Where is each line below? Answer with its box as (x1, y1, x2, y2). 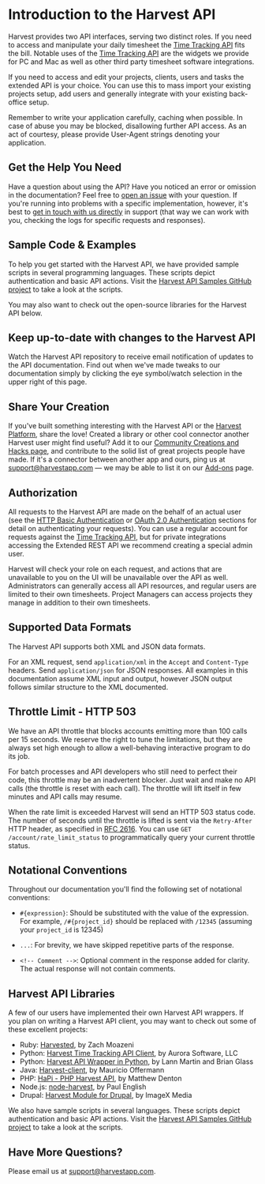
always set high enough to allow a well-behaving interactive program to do (8, 743, 251, 752)
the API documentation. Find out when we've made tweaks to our (8, 360, 221, 370)
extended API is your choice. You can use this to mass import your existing (8, 81, 251, 90)
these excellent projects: (8, 1025, 88, 1035)
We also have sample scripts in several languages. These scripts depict (8, 1106, 241, 1115)
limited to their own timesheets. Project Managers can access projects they (8, 590, 253, 598)
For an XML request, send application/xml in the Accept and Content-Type (8, 657, 249, 666)
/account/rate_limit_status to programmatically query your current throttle (8, 832, 256, 842)
